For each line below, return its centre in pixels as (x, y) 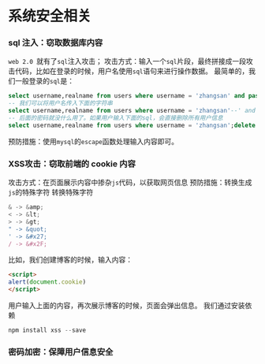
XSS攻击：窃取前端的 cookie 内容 (72, 164)
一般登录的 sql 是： (45, 81)
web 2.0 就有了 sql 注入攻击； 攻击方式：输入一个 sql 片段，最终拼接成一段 (127, 61)
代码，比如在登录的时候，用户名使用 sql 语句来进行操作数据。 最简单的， (132, 71)
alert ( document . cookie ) (47, 282)
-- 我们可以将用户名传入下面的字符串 (60, 103)
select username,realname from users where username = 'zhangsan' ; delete (132, 125)
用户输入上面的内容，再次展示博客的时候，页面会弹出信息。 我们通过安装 (127, 306)
